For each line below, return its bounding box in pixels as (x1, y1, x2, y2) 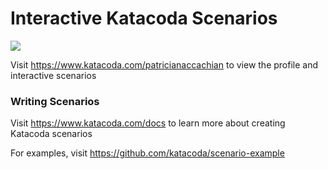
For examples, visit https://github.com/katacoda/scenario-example (10, 147, 285, 159)
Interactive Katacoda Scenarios (10, 7, 278, 30)
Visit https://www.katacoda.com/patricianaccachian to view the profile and (10, 58, 319, 71)
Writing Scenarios (10, 94, 100, 108)
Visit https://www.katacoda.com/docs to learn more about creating (10, 117, 286, 129)
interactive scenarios (10, 69, 97, 81)
